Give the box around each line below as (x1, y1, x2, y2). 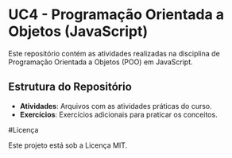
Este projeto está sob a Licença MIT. (8, 141, 128, 150)
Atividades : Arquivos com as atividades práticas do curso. (19, 101, 212, 110)
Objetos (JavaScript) (8, 22, 149, 40)
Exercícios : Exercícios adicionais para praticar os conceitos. (19, 110, 218, 119)
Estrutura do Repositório (8, 80, 133, 94)
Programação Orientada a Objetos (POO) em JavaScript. (8, 57, 193, 67)
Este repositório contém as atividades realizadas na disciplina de (8, 48, 220, 58)
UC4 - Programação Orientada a (8, 6, 225, 24)
